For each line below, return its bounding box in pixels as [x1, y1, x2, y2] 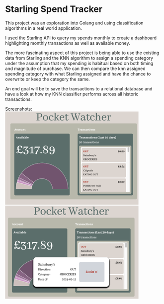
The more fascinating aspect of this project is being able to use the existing [5, 50, 160, 56]
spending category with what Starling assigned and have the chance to [5, 71, 151, 76]
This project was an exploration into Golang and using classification [5, 20, 144, 26]
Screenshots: [5, 106, 32, 112]
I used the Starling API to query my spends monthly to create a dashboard [5, 35, 157, 41]
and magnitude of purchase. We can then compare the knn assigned [5, 66, 146, 72]
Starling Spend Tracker [5, 3, 103, 15]
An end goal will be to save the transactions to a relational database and [5, 85, 153, 91]
